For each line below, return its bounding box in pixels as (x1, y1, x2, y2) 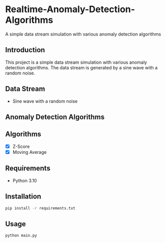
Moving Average (12, 149, 47, 155)
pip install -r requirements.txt (5, 206, 76, 211)
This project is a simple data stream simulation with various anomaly (5, 59, 147, 65)
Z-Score (12, 143, 30, 149)
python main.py (5, 233, 37, 238)
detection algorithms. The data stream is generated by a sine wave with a (5, 64, 158, 70)
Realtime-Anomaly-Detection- (5, 4, 135, 15)
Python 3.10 (12, 177, 37, 183)
